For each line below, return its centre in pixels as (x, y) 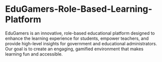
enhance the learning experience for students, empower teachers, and (77, 38)
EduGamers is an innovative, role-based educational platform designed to (80, 33)
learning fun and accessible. (34, 54)
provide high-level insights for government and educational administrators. (81, 43)
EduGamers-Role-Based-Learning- (79, 9)
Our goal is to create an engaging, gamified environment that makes (74, 49)
